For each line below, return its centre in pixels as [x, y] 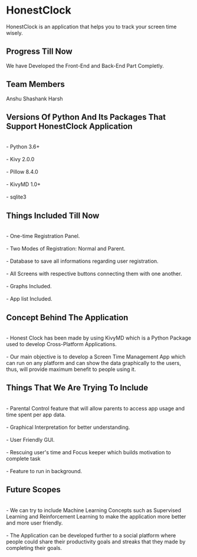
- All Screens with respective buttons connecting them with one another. [94, 274]
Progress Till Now [39, 52]
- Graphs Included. [29, 286]
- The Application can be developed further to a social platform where [91, 535]
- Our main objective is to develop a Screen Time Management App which [96, 357]
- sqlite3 [16, 197]
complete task [23, 458]
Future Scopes [33, 490]
